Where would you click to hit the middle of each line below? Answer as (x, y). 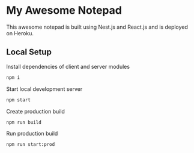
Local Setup (29, 52)
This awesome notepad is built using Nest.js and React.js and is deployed (97, 27)
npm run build (24, 122)
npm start (19, 100)
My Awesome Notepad (64, 10)
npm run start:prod (31, 145)
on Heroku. (20, 33)
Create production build (35, 111)
